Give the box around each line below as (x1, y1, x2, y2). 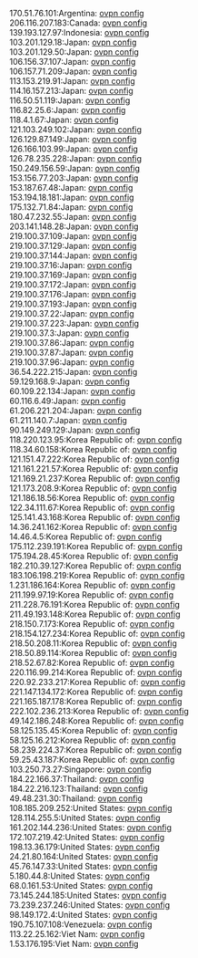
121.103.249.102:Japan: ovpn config (9, 124, 143, 135)
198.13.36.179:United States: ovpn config (9, 841, 161, 852)
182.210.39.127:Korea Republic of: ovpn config (9, 560, 182, 571)
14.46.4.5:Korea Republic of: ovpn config (9, 531, 162, 542)
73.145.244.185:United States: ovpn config (9, 890, 167, 901)
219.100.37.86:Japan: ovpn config (9, 338, 134, 348)
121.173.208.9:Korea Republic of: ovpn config (9, 483, 177, 494)
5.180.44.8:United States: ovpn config (9, 870, 150, 881)
